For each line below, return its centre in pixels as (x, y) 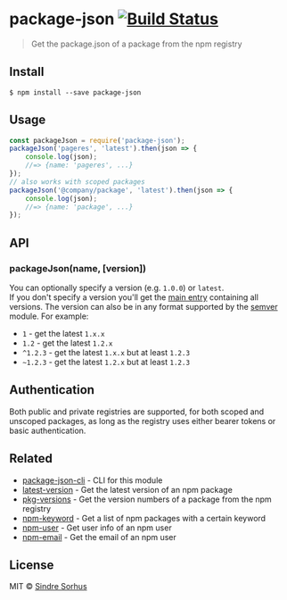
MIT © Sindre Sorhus (48, 587)
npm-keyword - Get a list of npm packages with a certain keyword (143, 518)
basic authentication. (48, 430)
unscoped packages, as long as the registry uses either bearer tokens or (143, 421)
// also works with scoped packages (77, 182)
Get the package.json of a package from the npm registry (136, 44)
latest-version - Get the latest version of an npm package (127, 489)
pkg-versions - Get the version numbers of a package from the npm (147, 499)
